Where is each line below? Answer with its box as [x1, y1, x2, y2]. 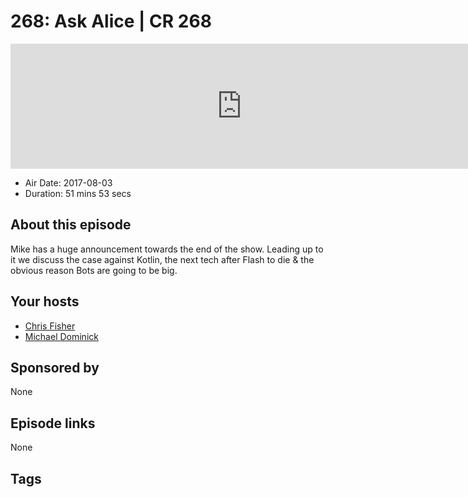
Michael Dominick [24, 330, 99, 342]
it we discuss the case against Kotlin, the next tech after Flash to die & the [10, 253, 315, 265]
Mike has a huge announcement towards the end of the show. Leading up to [10, 243, 324, 255]
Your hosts [10, 293, 80, 310]
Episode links [10, 415, 96, 432]
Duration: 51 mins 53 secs [24, 187, 132, 199]
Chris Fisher [24, 320, 76, 332]
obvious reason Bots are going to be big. [10, 264, 178, 276]
